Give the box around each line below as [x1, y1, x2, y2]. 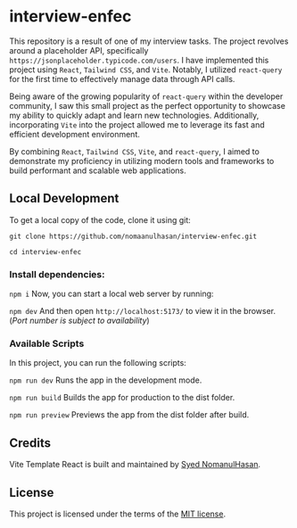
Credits [9, 435, 52, 450]
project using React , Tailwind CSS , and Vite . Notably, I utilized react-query [9, 64, 283, 75]
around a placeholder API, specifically [9, 45, 149, 55]
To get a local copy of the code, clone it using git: [9, 214, 192, 225]
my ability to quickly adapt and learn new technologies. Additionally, [9, 110, 260, 120]
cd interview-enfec [9, 247, 82, 256]
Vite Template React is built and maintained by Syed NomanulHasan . [9, 459, 261, 470]
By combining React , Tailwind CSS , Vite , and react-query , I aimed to [9, 145, 260, 157]
